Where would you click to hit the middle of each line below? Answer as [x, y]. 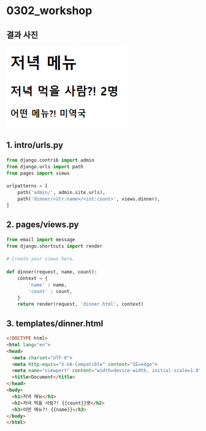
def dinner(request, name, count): [52, 272]
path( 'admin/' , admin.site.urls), [61, 193]
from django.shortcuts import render [55, 246]
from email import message [41, 239]
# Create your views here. [41, 259]
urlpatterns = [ [27, 186]
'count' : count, [50, 291]
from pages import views [38, 173]
